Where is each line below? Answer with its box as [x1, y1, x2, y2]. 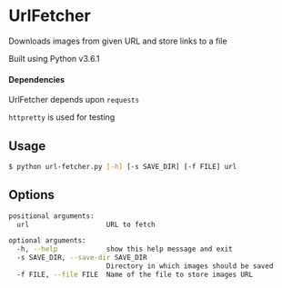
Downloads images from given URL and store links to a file [8, 35, 228, 46]
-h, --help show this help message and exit [16, 244, 233, 254]
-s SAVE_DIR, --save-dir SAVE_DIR [16, 253, 147, 263]
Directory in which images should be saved [106, 262, 274, 271]
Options [8, 187, 55, 203]
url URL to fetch [16, 220, 156, 229]
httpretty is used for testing [8, 112, 116, 123]
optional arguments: [8, 236, 87, 245]
